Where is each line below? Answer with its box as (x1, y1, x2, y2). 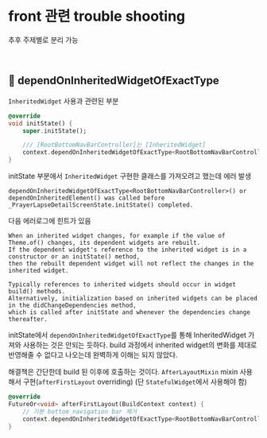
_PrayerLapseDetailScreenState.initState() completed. (8, 201, 194, 209)
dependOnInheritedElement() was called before (8, 194, 165, 202)
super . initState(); (22, 126, 87, 135)
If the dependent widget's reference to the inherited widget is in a (8, 246, 247, 254)
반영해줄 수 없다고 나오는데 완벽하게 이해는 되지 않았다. (8, 351, 178, 359)
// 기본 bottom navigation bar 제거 (22, 407, 137, 416)
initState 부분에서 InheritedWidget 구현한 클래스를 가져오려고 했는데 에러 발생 (8, 172, 252, 180)
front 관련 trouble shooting (8, 7, 186, 25)
